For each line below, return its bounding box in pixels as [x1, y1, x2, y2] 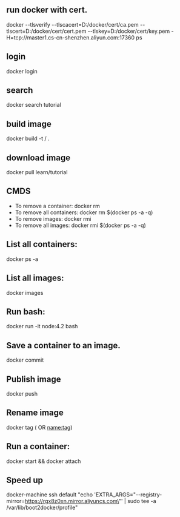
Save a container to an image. [6, 340, 121, 351]
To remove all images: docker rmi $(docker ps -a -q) [15, 221, 147, 229]
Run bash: [6, 306, 45, 317]
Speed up [6, 475, 44, 485]
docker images [6, 289, 44, 296]
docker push [6, 390, 38, 397]
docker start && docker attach [6, 458, 81, 465]
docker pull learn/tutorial [6, 169, 68, 176]
